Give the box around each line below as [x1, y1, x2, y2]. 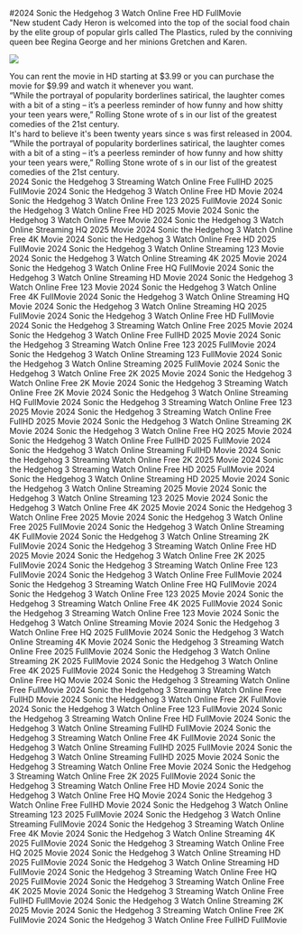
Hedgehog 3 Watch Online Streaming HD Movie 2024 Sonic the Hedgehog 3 [9, 273, 294, 282]
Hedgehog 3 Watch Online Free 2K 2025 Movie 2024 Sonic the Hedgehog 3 [9, 368, 293, 378]
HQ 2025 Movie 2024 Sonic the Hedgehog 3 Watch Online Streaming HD [9, 847, 281, 858]
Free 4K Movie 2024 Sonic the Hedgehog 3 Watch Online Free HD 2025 [9, 234, 277, 245]
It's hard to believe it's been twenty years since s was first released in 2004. [9, 128, 293, 139]
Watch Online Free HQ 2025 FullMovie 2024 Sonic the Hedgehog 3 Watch [9, 627, 284, 637]
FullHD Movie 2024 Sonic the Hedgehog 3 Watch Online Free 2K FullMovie [9, 694, 287, 705]
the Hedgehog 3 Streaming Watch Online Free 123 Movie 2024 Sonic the [9, 608, 279, 618]
